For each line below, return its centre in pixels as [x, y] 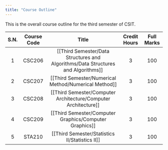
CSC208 [33, 98]
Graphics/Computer [83, 119]
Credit [131, 36]
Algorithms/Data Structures [83, 63]
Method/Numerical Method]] [83, 84]
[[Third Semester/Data [83, 51]
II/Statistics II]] [83, 139]
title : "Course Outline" [31, 10]
